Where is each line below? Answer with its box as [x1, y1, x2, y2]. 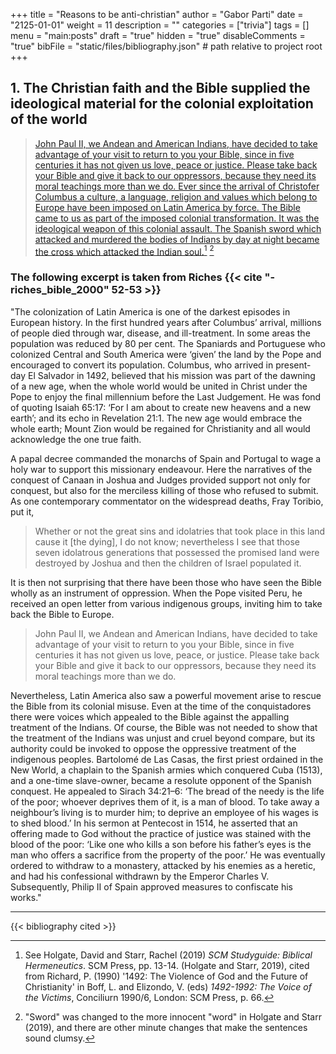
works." [10, 891, 42, 903]
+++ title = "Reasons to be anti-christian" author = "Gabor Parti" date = [10, 9, 304, 20]
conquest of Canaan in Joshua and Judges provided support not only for [10, 474, 311, 486]
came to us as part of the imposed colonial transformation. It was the [34, 212, 320, 224]
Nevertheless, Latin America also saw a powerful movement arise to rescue [10, 689, 322, 701]
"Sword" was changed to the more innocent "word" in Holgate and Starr [24, 1010, 322, 1023]
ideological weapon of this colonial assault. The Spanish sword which [34, 222, 322, 234]
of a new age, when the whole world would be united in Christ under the [10, 380, 308, 392]
